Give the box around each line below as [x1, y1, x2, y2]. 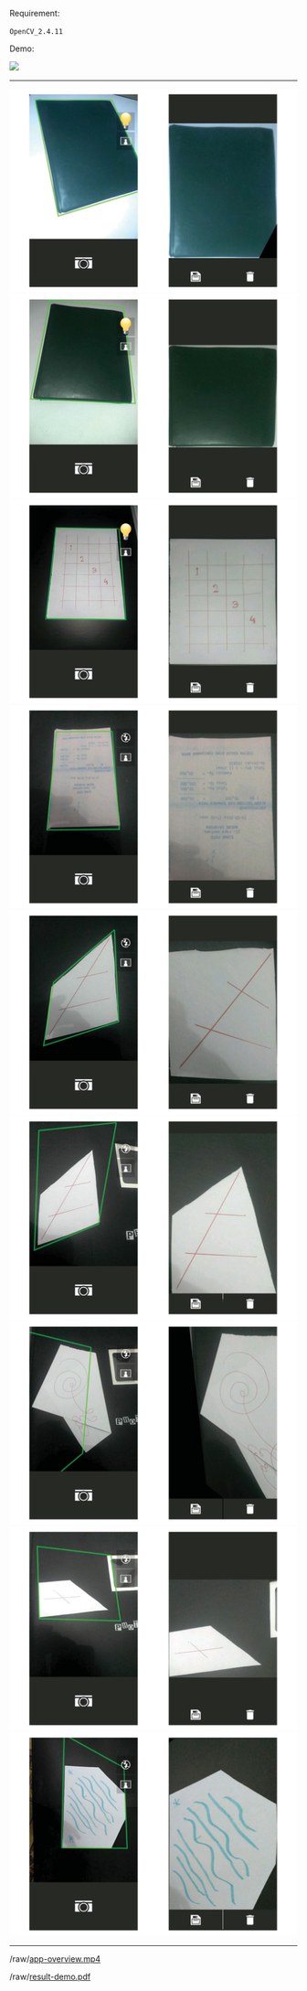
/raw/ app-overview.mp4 [9, 1954, 101, 1964]
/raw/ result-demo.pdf [9, 1971, 91, 1983]
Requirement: [9, 8, 60, 18]
